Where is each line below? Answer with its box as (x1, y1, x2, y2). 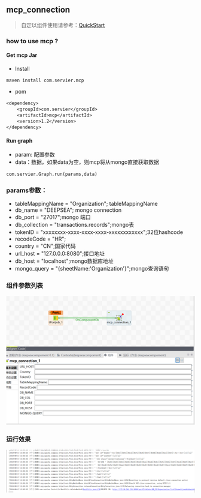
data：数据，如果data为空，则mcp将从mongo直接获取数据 (14, 158, 160, 166)
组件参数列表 (6, 281, 44, 290)
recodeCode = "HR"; (14, 235, 66, 242)
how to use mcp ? (6, 37, 59, 45)
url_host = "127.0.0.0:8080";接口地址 (14, 250, 105, 257)
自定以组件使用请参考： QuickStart (20, 21, 105, 29)
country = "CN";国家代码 (14, 242, 76, 250)
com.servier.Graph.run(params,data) (6, 171, 98, 178)
